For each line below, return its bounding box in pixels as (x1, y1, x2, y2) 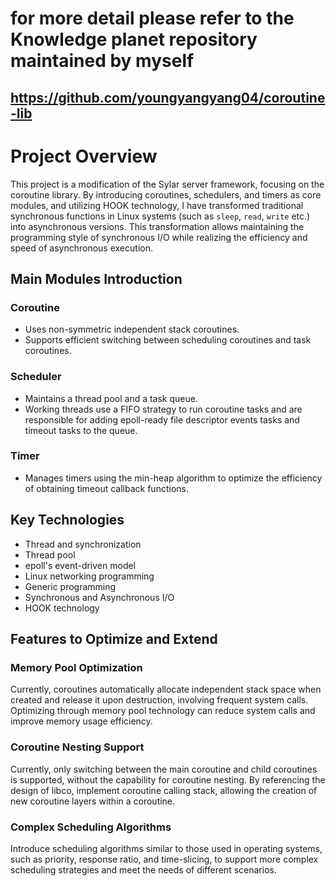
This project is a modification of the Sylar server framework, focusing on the (10, 178, 325, 190)
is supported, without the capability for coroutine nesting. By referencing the (10, 773, 326, 786)
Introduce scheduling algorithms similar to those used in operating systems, (10, 842, 323, 854)
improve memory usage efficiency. (10, 715, 153, 727)
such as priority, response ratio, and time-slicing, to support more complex (10, 853, 319, 865)
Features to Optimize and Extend (10, 631, 218, 647)
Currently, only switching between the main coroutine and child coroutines (10, 763, 318, 775)
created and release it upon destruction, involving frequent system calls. (10, 694, 309, 706)
